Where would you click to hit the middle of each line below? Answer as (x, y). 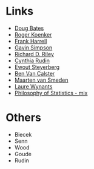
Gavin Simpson (33, 48)
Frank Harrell (31, 41)
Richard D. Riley (34, 54)
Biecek (23, 134)
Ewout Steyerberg (37, 67)
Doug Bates (29, 28)
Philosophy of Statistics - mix (51, 93)
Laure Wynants (33, 86)
